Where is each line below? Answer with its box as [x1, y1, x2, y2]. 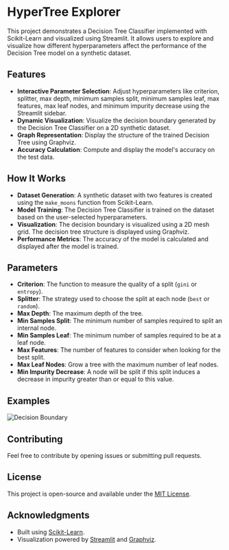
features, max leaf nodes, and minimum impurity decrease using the [16, 101, 210, 110]
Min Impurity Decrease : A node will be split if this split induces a [16, 368, 201, 376]
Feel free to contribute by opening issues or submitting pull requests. [7, 452, 202, 459]
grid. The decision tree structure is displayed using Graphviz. [16, 228, 190, 236]
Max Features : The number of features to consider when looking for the [16, 346, 221, 354]
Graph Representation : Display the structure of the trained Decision [16, 131, 210, 139]
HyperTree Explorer [7, 4, 121, 20]
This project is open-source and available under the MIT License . [7, 489, 191, 498]
